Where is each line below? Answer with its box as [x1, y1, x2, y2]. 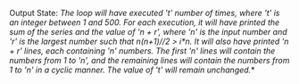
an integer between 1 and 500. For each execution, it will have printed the [9, 17, 280, 28]
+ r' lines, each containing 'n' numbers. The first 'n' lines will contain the [9, 46, 276, 56]
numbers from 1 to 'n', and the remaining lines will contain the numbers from [9, 55, 290, 65]
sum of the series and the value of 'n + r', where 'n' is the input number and [9, 27, 287, 37]
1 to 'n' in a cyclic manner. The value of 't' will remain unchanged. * [9, 64, 255, 75]
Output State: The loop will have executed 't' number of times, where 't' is [9, 8, 280, 18]
